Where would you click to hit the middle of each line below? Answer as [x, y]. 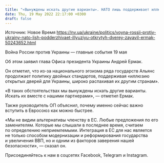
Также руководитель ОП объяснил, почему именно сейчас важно [74, 106]
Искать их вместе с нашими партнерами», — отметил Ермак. [70, 96]
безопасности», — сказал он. [36, 146]
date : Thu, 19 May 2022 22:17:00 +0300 [46, 14]
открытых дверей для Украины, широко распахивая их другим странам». [82, 81]
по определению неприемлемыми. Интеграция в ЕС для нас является [79, 130]
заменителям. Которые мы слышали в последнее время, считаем [74, 125]
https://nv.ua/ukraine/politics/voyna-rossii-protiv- [106, 33]
